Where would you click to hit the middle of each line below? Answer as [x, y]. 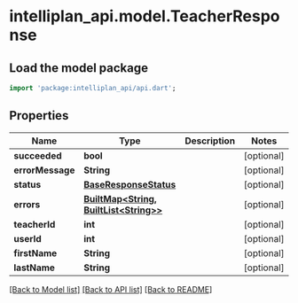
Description [210, 141]
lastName [35, 268]
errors [27, 204]
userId [27, 238]
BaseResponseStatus [130, 184]
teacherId [35, 224]
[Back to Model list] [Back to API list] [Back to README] [111, 289]
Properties [39, 116]
